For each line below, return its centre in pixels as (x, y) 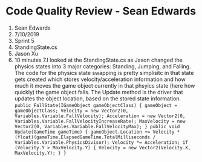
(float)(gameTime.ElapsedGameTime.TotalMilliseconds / (85, 137)
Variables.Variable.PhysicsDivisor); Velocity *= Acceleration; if (101, 142)
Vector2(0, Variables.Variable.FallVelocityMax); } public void (97, 126)
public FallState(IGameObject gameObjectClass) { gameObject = (96, 105)
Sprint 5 (24, 40)
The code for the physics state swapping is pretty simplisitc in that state (104, 73)
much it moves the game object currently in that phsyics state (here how (105, 85)
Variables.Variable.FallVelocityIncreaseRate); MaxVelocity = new (100, 121)
